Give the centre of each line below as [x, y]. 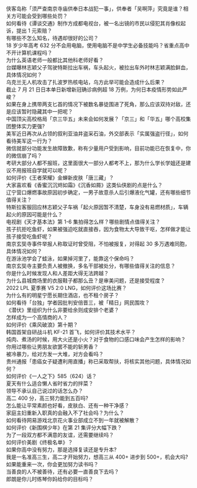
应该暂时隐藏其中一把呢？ [42, 111]
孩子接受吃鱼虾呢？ [29, 236]
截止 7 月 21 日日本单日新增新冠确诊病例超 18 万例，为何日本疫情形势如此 [94, 89]
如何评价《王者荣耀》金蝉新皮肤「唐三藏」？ [60, 178]
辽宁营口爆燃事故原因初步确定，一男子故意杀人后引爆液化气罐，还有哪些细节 [98, 192]
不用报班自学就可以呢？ [39, 170]
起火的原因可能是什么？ [34, 214]
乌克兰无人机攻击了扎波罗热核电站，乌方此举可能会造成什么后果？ [86, 82]
